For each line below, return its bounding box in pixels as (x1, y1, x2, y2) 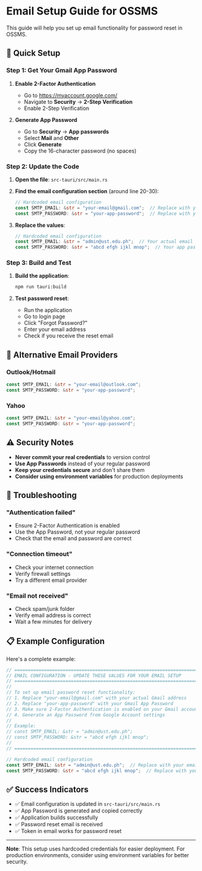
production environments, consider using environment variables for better (6, 852, 189, 859)
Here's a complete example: (6, 655, 76, 662)
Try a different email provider (14, 576, 87, 584)
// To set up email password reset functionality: (6, 689, 136, 695)
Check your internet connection (14, 563, 94, 571)
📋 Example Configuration (6, 636, 105, 646)
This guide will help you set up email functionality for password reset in (6, 24, 183, 31)
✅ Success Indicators (6, 784, 89, 794)
